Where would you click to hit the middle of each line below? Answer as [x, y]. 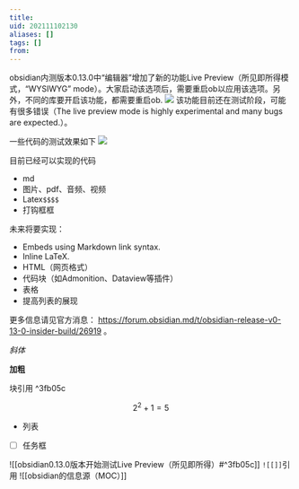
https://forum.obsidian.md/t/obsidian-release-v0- [189, 320]
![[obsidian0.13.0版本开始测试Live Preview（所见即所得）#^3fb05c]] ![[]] [146, 464]
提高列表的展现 [50, 301]
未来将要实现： [37, 229]
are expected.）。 [41, 123]
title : [22, 17]
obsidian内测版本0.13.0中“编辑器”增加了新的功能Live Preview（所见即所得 [145, 78]
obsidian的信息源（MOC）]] [77, 476]
